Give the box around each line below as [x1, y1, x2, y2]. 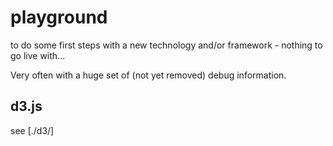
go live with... [10, 49, 66, 61]
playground [10, 6, 108, 29]
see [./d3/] [10, 124, 55, 136]
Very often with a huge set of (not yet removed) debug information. [10, 69, 287, 81]
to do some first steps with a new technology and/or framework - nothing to [10, 39, 323, 51]
